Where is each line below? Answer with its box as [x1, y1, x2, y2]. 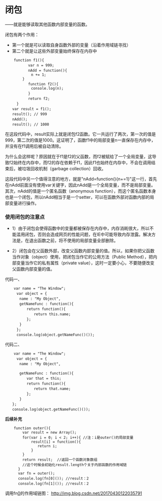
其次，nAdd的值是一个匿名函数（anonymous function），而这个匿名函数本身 [5, 188, 156, 194]
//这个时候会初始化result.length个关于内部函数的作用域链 [22, 463, 127, 468]
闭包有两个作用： [5, 32, 39, 37]
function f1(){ [14, 58, 44, 63]
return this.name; [33, 312, 71, 317]
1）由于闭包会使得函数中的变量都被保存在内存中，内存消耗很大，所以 [12, 226, 150, 231]
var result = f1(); [12, 106, 52, 112]
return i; [37, 444, 57, 449]
